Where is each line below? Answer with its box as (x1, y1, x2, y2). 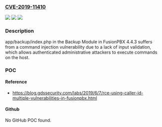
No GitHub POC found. (5, 117, 52, 123)
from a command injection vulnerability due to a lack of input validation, (5, 44, 151, 50)
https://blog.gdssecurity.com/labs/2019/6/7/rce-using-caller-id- (12, 90, 144, 95)
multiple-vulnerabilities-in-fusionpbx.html (12, 95, 98, 101)
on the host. (5, 54, 30, 60)
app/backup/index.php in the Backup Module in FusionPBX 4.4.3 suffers (5, 38, 153, 45)
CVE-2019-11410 (5, 3, 46, 10)
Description (5, 28, 34, 34)
